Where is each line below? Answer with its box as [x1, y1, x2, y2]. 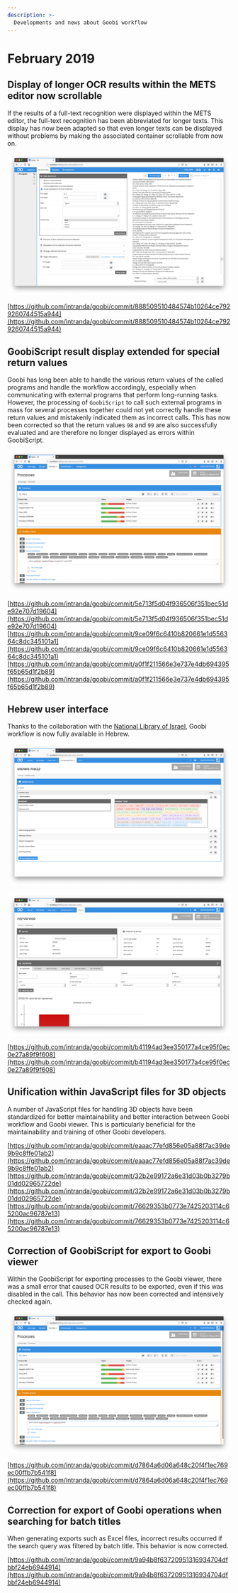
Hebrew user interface [7, 703, 109, 715]
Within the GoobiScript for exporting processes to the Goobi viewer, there [7, 1275, 222, 1283]
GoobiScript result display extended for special [7, 345, 220, 358]
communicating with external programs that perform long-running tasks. [7, 391, 219, 399]
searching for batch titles [7, 1515, 122, 1528]
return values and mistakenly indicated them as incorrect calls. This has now [7, 413, 231, 422]
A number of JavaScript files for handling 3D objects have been [7, 1105, 193, 1113]
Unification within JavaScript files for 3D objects [7, 1086, 227, 1098]
